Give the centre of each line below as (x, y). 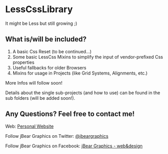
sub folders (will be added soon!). (40, 98)
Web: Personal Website (30, 126)
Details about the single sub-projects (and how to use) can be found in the (83, 93)
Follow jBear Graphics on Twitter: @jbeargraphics (57, 136)
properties (23, 62)
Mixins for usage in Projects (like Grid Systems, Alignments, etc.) (80, 73)
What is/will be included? (46, 39)
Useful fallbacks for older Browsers (49, 67)
